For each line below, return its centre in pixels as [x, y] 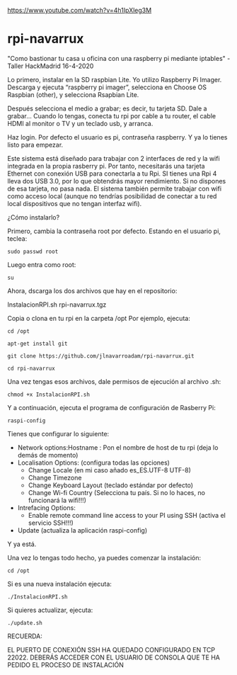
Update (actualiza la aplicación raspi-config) [82, 530]
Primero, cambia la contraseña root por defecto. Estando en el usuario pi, [114, 231]
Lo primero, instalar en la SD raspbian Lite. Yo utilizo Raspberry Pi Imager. [115, 79]
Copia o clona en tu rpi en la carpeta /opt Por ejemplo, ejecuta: [99, 318]
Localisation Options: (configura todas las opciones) [93, 463]
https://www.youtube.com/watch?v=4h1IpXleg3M [80, 10]
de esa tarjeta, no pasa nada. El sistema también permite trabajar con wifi [114, 188]
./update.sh [25, 623]
